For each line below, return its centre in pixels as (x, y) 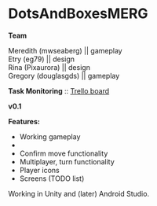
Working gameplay (50, 136)
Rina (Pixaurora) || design (49, 67)
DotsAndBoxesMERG (78, 14)
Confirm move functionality (64, 153)
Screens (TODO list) (52, 178)
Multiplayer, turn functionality (67, 161)
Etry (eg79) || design (42, 59)
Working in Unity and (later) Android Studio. (79, 193)
